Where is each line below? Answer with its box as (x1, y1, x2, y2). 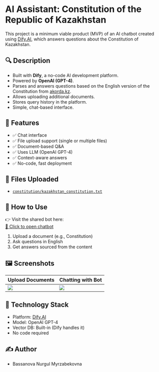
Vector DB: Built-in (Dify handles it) (12, 324, 85, 330)
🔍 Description (5, 57, 50, 65)
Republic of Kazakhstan (5, 14, 106, 26)
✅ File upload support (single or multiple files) (12, 138, 107, 144)
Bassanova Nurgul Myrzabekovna (12, 360, 82, 366)
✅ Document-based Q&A (12, 143, 64, 149)
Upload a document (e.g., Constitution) (12, 233, 93, 239)
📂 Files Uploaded (5, 175, 59, 183)
